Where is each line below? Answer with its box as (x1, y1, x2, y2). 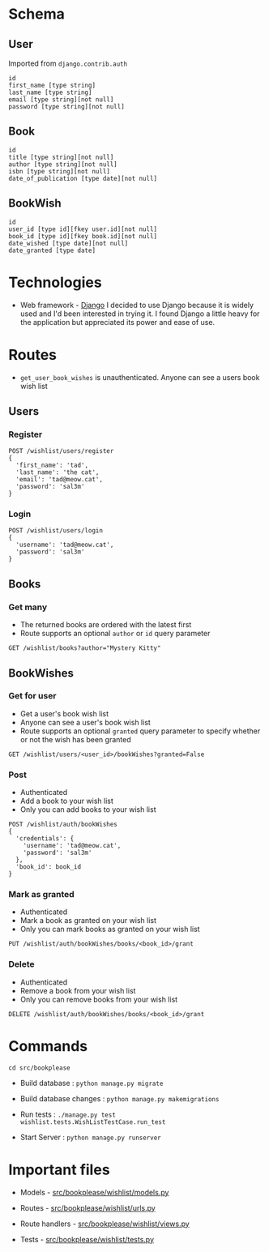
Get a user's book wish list (19, 708, 109, 718)
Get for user (8, 690, 57, 702)
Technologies (8, 273, 103, 292)
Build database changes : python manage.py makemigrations (19, 1093, 220, 1103)
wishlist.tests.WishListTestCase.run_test (19, 1117, 166, 1126)
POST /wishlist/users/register (8, 447, 114, 455)
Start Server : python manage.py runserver (19, 1132, 162, 1142)
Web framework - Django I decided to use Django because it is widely (19, 300, 254, 310)
